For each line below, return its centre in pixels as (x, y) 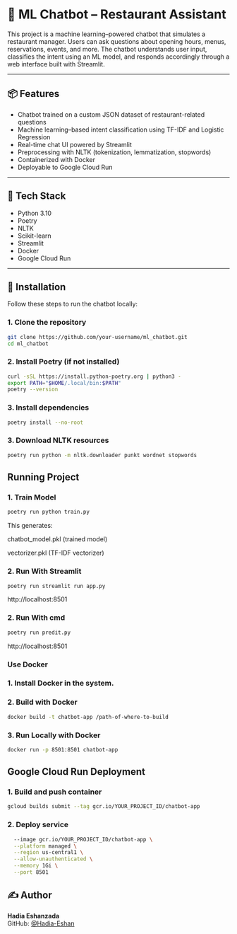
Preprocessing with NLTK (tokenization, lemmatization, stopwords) (114, 152)
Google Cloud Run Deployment (77, 772)
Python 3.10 (34, 213)
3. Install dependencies (48, 408)
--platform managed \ (45, 846)
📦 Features (34, 94)
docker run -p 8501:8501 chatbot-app (63, 749)
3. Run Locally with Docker (54, 735)
